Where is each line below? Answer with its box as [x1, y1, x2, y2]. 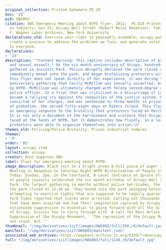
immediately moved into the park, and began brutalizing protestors [9, 72, 154, 77]
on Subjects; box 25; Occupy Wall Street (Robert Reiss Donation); [9, 26, 152, 31]
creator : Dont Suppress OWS [5, 154, 63, 159]
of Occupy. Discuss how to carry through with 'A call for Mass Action [9, 210, 161, 215]
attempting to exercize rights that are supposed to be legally [9, 191, 145, 196]
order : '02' [5, 141, 30, 146]
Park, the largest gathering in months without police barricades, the [9, 182, 161, 187]
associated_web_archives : [5, 233, 58, 238]
